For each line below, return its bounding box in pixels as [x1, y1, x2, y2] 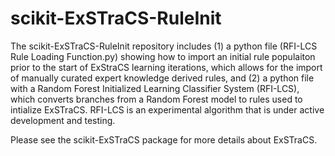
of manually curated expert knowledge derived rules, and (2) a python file [10, 72, 315, 84]
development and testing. [10, 114, 116, 126]
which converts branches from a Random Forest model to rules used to [10, 93, 303, 105]
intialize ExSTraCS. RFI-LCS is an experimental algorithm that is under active [10, 103, 325, 116]
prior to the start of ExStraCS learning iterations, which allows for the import [10, 61, 323, 73]
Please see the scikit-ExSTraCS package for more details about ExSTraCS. [10, 133, 318, 146]
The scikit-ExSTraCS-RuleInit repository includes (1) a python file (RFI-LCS [10, 40, 318, 52]
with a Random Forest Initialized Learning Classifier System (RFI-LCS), [10, 82, 300, 94]
